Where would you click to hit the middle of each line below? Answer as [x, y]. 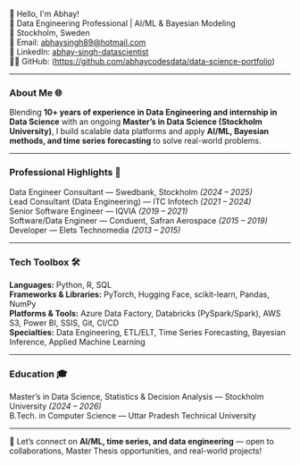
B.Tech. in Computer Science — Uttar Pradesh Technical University [133, 416]
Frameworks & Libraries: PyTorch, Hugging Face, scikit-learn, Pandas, [139, 294]
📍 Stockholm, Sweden [50, 33]
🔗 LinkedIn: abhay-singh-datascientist [79, 52]
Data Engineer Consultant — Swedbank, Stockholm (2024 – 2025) [131, 191]
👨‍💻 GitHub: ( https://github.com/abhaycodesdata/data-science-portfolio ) [142, 61]
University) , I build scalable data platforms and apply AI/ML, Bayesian [139, 131]
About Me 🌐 [36, 92]
